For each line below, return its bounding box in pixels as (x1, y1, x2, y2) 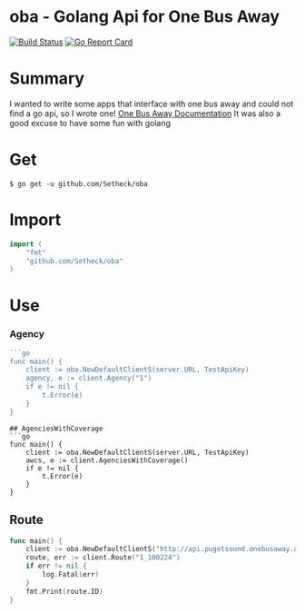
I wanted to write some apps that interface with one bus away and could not (9, 98, 294, 109)
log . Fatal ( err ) (42, 570, 100, 579)
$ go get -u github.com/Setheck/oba (9, 179, 148, 188)
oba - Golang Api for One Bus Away (9, 6, 280, 27)
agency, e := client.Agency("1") (25, 374, 152, 383)
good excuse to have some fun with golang (9, 117, 171, 128)
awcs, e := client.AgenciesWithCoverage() (25, 456, 189, 465)
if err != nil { (25, 561, 88, 571)
